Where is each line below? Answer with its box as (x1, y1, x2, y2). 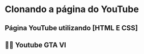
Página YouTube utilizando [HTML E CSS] (5, 24, 138, 32)
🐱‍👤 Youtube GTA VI (5, 40, 67, 49)
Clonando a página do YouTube (5, 4, 139, 15)
